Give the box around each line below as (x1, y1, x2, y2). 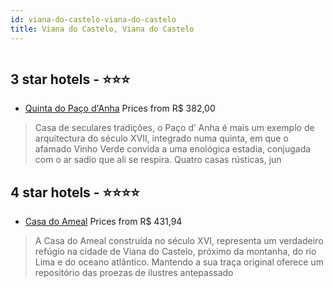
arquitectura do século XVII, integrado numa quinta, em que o (34, 132, 289, 145)
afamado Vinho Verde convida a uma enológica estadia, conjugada (34, 143, 312, 155)
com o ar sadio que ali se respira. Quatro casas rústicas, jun (34, 154, 282, 166)
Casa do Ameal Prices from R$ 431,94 (24, 216, 183, 228)
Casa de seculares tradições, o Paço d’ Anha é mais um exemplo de (34, 122, 315, 134)
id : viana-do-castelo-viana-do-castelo (10, 14, 177, 25)
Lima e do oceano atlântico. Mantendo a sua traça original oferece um (34, 256, 324, 268)
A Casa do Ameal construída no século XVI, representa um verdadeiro (34, 235, 324, 247)
